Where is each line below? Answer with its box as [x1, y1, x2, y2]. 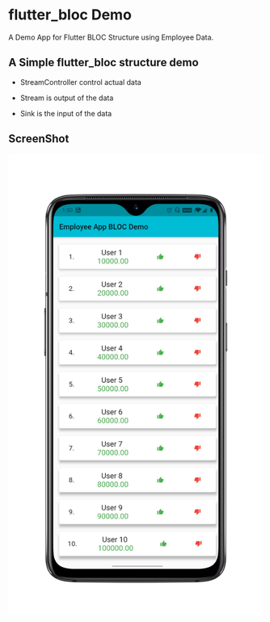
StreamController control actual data [19, 77, 141, 86]
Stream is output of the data [19, 93, 114, 103]
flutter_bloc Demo [8, 6, 132, 24]
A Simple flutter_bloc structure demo [8, 56, 200, 69]
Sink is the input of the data [19, 108, 112, 118]
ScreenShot [8, 132, 70, 146]
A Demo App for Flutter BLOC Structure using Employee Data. [8, 32, 214, 42]
